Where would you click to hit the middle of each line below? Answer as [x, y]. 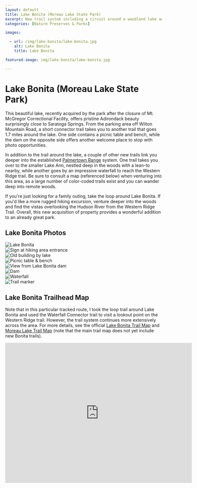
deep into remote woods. [31, 186]
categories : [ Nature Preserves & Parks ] [48, 24]
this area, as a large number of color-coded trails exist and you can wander [82, 181]
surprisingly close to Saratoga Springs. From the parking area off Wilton [79, 124]
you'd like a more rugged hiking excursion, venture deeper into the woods [81, 201]
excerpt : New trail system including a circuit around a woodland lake [81, 19]
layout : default [22, 10]
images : [13, 33]
